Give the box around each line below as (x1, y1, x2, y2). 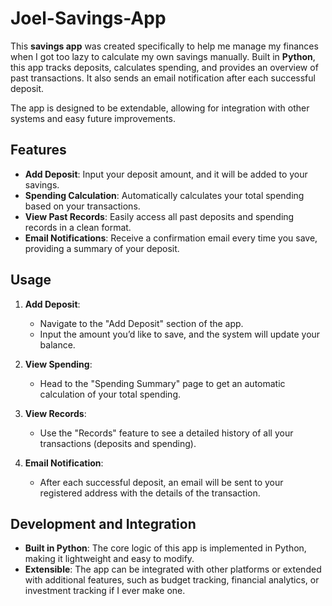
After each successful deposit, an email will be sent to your (39, 476, 284, 488)
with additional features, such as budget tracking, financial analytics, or (24, 574, 320, 586)
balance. (39, 338, 76, 351)
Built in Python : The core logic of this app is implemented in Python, (24, 542, 307, 554)
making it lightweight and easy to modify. (24, 553, 195, 565)
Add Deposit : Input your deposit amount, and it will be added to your (24, 168, 308, 180)
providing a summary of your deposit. (24, 242, 180, 254)
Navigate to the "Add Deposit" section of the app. (39, 317, 244, 329)
